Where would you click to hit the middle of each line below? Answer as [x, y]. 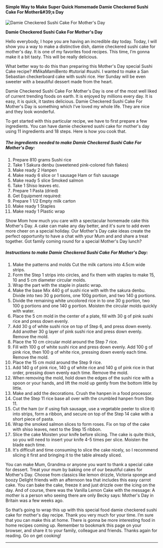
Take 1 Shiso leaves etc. [36, 186]
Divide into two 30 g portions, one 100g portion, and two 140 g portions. [84, 296]
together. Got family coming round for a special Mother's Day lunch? [74, 241]
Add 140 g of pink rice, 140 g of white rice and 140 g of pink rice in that [83, 368]
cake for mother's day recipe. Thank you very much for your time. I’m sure [80, 515]
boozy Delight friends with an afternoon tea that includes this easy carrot [78, 480]
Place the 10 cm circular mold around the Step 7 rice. [65, 342]
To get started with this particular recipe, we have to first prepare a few [76, 121]
